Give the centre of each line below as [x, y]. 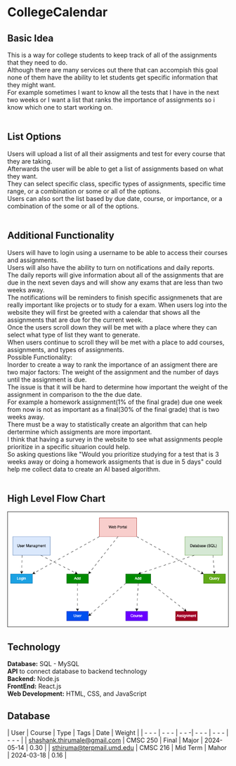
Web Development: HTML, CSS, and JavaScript [77, 694]
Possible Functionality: [40, 357]
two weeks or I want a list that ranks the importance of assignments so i [111, 100]
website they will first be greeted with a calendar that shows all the [104, 312]
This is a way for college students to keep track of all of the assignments [112, 55]
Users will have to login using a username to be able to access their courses [118, 252]
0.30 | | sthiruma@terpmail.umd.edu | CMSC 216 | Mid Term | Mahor [128, 748]
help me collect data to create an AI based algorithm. [84, 469]
